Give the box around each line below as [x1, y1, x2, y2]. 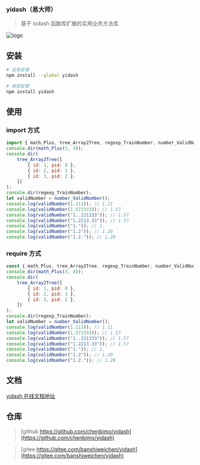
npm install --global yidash [6, 72, 79, 78]
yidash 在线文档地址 [6, 392, 55, 399]
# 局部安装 [6, 83, 30, 89]
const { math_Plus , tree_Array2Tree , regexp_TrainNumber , [6, 263, 153, 269]
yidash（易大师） [6, 5, 57, 13]
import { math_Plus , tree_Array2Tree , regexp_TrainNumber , [6, 140, 156, 146]
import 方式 [6, 126, 40, 134]
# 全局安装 [6, 67, 30, 73]
